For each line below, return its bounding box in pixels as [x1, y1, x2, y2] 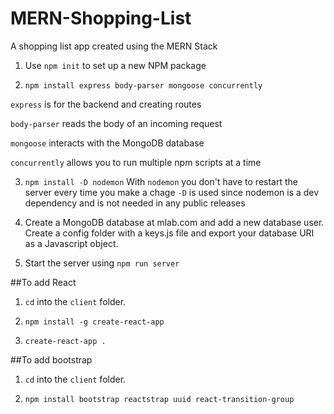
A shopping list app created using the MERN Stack [10, 40, 218, 52]
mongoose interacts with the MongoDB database [10, 137, 205, 149]
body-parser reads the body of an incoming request [10, 117, 223, 129]
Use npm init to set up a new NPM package [24, 59, 207, 71]
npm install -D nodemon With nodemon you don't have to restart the [24, 175, 298, 187]
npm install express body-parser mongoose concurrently [24, 80, 263, 91]
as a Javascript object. [24, 237, 119, 249]
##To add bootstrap [10, 353, 93, 366]
